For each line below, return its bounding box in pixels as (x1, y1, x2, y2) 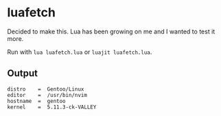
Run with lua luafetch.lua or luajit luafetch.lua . (7, 48, 152, 56)
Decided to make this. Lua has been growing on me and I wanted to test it (7, 27, 216, 35)
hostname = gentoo (7, 98, 67, 104)
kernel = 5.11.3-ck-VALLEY (7, 104, 97, 111)
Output (7, 68, 38, 79)
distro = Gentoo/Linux (7, 85, 84, 93)
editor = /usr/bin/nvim (7, 91, 88, 98)
